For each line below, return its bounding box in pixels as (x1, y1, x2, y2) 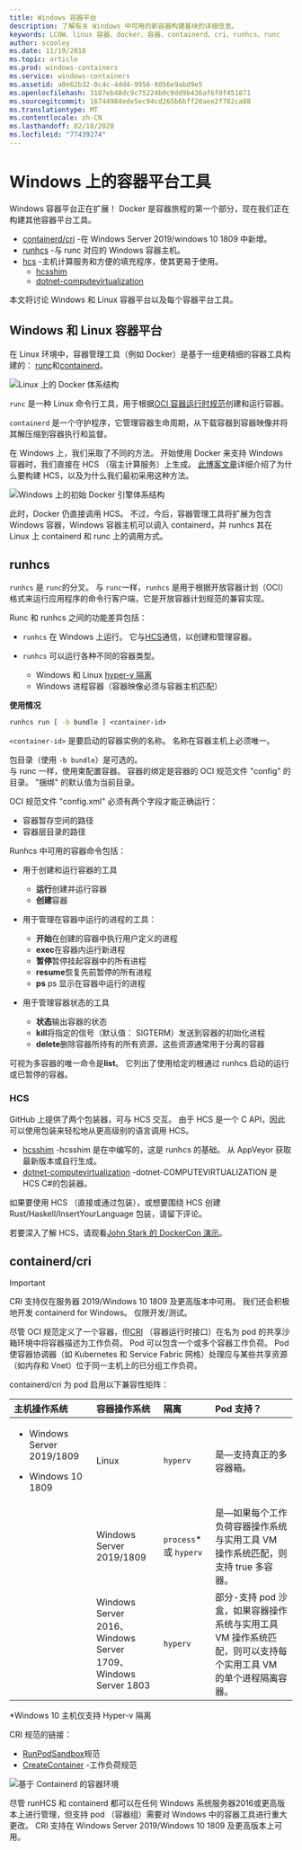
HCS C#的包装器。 (22, 1178, 93, 1188)
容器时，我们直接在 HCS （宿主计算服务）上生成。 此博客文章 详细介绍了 (9, 458, 277, 469)
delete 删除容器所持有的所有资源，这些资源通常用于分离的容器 (35, 1039, 265, 1050)
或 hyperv (163, 1546, 203, 1559)
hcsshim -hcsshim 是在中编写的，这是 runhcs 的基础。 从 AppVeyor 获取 (22, 1143, 292, 1155)
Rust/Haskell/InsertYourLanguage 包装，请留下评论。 (9, 1208, 207, 1219)
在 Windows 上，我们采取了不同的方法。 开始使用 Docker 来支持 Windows (9, 447, 283, 458)
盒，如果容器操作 (215, 1605, 288, 1617)
